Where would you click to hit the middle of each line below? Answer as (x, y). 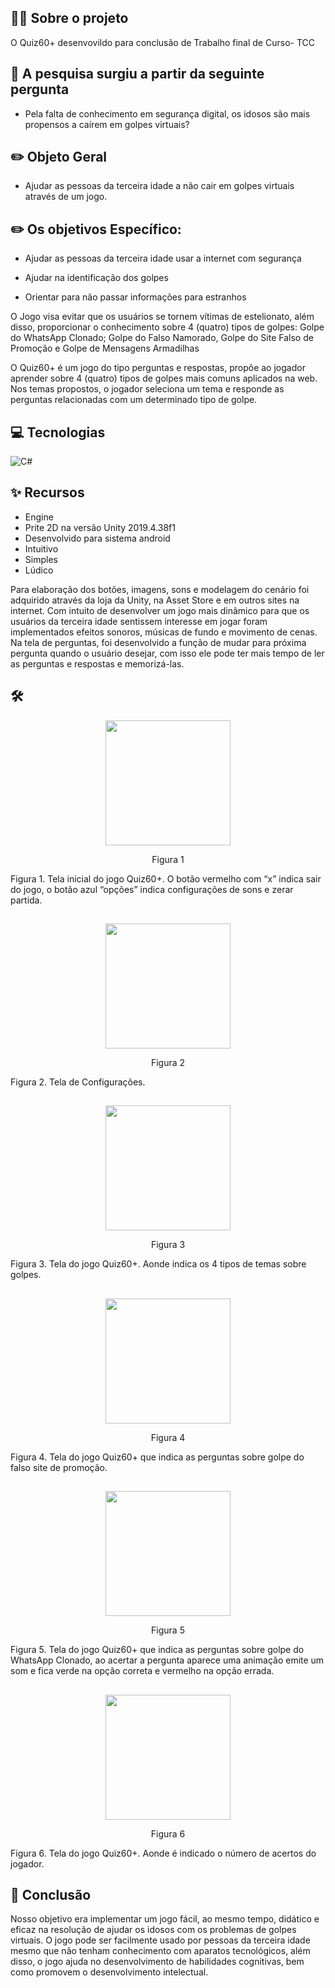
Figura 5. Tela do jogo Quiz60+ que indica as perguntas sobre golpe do (157, 1650)
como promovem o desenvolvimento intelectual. (109, 1972)
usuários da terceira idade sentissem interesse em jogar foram (139, 621)
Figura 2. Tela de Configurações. (78, 1082)
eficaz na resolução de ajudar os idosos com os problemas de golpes (153, 1930)
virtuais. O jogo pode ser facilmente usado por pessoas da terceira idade (160, 1940)
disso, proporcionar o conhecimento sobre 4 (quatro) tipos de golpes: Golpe (167, 327)
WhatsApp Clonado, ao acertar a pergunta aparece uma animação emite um (167, 1660)
